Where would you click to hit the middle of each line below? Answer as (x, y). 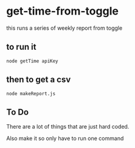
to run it (21, 47)
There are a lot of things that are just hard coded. (68, 127)
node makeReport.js (31, 93)
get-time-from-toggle (62, 11)
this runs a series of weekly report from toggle (64, 28)
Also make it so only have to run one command (65, 138)
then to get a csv (39, 80)
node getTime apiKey (33, 61)
